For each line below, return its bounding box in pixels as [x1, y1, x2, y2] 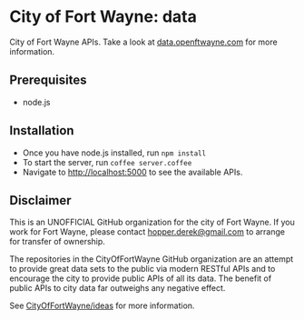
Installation [9, 123, 74, 138]
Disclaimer [9, 193, 72, 208]
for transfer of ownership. [9, 236, 106, 247]
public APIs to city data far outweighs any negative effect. [9, 283, 226, 294]
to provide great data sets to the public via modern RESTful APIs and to [9, 264, 276, 275]
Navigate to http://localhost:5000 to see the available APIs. [22, 166, 243, 177]
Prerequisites [9, 73, 87, 88]
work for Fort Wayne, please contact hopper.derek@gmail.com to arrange [9, 226, 286, 237]
